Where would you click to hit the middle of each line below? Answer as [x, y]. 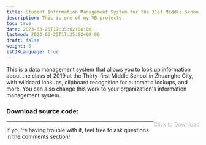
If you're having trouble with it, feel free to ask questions [78, 130]
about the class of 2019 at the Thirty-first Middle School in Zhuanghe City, [100, 76]
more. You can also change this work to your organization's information [97, 89]
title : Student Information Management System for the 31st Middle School [104, 12]
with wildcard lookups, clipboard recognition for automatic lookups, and [97, 82]
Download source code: [43, 111]
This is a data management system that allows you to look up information [99, 69]
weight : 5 [19, 46]
